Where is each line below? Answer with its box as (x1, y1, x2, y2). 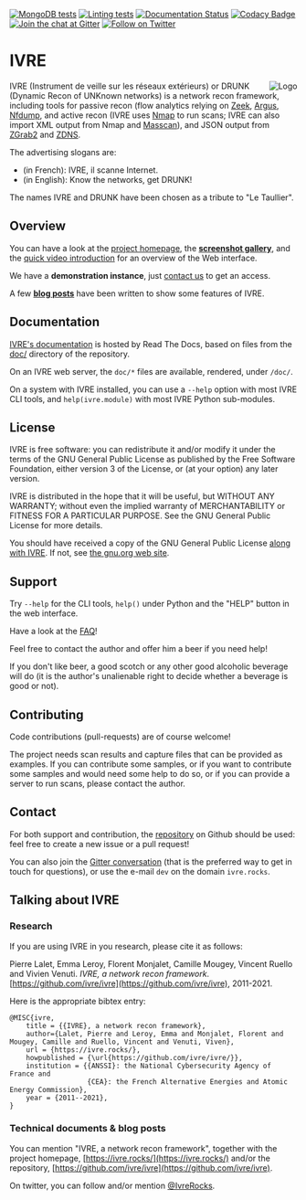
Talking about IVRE (9, 892, 120, 908)
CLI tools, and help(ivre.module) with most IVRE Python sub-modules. (9, 393, 276, 404)
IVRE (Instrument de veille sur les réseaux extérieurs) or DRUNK (9, 80, 250, 91)
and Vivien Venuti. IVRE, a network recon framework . (9, 968, 210, 979)
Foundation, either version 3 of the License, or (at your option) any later (9, 463, 279, 474)
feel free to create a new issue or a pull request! (9, 838, 190, 849)
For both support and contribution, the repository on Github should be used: (9, 828, 295, 840)
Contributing (9, 706, 84, 722)
